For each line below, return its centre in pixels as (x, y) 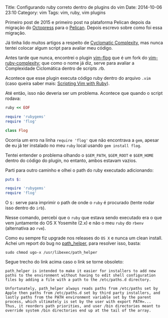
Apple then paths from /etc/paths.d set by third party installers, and (83, 293)
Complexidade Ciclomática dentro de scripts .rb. (55, 68)
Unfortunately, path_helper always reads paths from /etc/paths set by (81, 289)
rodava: (13, 98)
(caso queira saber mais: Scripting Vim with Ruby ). (57, 83)
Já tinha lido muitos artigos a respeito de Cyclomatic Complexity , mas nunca (84, 43)
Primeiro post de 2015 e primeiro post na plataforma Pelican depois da (78, 22)
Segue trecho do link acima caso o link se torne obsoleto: (64, 262)
